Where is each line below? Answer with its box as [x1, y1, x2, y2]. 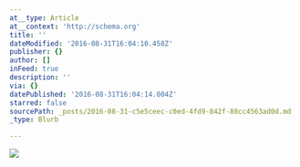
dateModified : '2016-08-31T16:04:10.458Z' [9, 38, 173, 48]
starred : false [9, 98, 67, 108]
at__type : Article [9, 13, 79, 23]
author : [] [9, 56, 51, 65]
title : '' [9, 30, 47, 39]
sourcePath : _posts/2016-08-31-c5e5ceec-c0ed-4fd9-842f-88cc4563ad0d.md [9, 107, 292, 116]
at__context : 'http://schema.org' [9, 22, 141, 31]
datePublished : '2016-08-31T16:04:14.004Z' [9, 89, 178, 99]
